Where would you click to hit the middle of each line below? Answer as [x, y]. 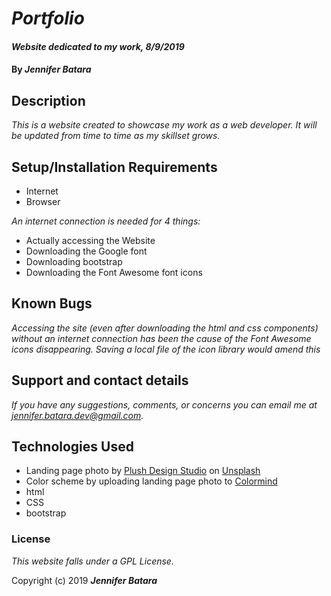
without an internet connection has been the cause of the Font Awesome [161, 338]
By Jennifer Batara [51, 69]
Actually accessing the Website [90, 240]
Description [48, 100]
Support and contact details [100, 380]
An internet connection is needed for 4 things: [106, 221]
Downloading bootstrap [74, 261]
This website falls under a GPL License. [92, 561]
